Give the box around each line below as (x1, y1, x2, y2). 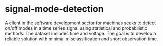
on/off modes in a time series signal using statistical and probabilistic (5, 25, 147, 31)
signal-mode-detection (5, 3, 104, 15)
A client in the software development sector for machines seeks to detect (5, 20, 156, 26)
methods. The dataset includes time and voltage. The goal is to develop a (5, 30, 156, 36)
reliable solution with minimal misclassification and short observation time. (5, 36, 158, 42)
